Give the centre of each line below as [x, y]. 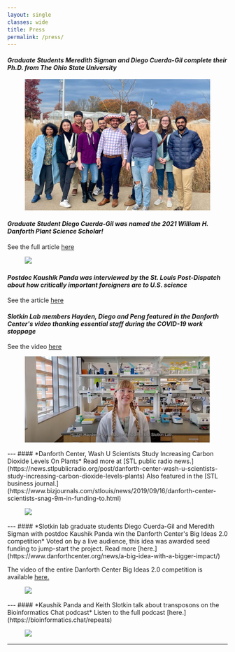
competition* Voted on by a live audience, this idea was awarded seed [109, 541]
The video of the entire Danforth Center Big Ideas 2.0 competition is [105, 569]
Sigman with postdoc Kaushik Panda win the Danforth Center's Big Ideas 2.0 [118, 534]
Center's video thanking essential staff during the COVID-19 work [105, 324]
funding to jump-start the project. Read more [72, 548]
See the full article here [41, 247]
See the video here [35, 347]
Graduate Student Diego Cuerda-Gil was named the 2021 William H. [108, 224]
